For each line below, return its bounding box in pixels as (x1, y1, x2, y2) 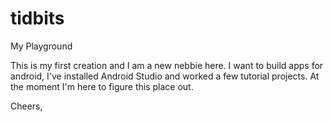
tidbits (10, 7, 65, 30)
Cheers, (10, 100, 43, 112)
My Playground (10, 40, 73, 52)
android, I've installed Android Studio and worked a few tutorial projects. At (10, 70, 320, 82)
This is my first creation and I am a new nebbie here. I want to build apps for (10, 59, 324, 71)
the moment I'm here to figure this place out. (10, 80, 194, 92)
